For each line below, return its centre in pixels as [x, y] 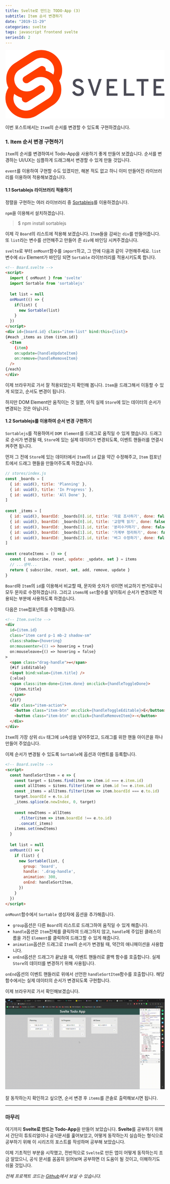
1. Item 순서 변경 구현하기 [34, 141]
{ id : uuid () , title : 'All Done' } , [48, 495]
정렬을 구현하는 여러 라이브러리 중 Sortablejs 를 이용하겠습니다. [67, 202]
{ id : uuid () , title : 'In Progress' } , [52, 490]
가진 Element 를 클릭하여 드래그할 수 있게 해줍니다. [71, 937]
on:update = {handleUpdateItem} [46, 353]
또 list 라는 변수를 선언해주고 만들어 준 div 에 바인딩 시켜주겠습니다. [72, 240]
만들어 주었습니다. [23, 743]
